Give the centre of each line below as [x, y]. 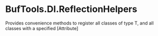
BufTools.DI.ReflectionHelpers [71, 9]
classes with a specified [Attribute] [42, 28]
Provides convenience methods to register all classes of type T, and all [80, 23]
